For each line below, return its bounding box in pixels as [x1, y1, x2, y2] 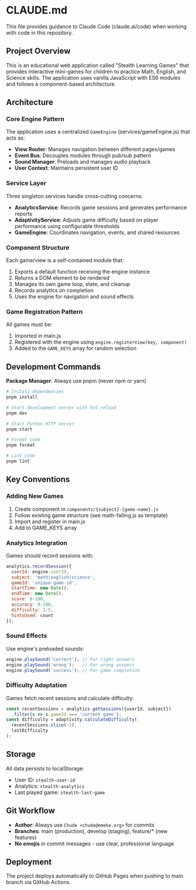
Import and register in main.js [14, 518, 86, 525]
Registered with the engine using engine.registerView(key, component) [14, 338, 187, 346]
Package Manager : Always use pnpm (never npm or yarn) [6, 378, 147, 385]
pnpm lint [6, 458, 30, 464]
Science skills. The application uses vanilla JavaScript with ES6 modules [6, 74, 181, 81]
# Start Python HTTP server [6, 420, 75, 427]
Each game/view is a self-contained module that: [6, 257, 124, 264]
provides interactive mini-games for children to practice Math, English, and [6, 68, 186, 75]
